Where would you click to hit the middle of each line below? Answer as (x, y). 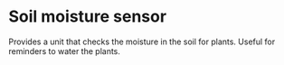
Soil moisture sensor (88, 17)
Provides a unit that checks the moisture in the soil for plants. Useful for (142, 42)
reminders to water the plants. (65, 51)
